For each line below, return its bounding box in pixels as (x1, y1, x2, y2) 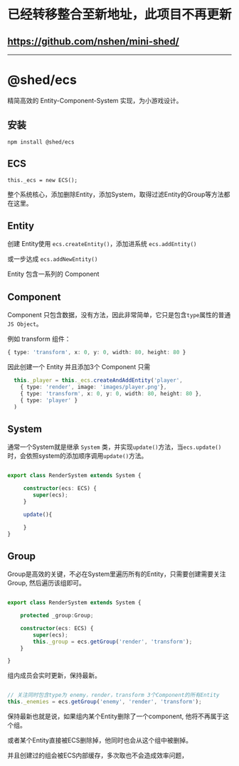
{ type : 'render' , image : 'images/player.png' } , (20, 383, 167, 390)
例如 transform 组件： (7, 335, 71, 344)
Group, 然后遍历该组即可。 (7, 579, 85, 587)
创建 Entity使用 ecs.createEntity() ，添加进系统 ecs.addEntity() (7, 240, 197, 248)
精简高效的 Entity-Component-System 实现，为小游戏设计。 (7, 96, 183, 105)
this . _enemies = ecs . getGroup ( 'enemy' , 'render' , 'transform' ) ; (7, 698, 202, 706)
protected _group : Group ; (20, 612, 94, 619)
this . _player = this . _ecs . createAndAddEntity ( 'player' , (14, 377, 183, 384)
